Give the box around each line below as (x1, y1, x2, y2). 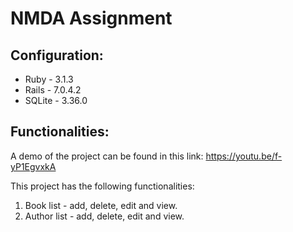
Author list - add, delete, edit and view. (24, 210, 185, 222)
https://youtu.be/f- (205, 150, 283, 162)
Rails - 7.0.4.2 (24, 84, 82, 96)
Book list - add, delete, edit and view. (24, 199, 178, 211)
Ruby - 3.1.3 (24, 73, 74, 85)
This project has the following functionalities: (10, 180, 195, 192)
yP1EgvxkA (10, 160, 57, 172)
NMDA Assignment (10, 7, 173, 30)
